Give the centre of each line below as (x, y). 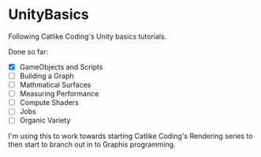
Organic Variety (45, 121)
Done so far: (28, 51)
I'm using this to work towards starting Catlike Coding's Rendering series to (131, 136)
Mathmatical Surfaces (55, 85)
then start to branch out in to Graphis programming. (92, 144)
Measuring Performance (59, 94)
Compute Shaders (49, 103)
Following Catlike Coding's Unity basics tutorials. (88, 36)
